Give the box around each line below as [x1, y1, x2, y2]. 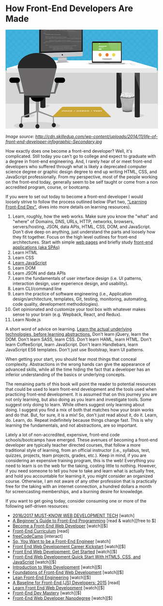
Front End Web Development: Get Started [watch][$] [12, 549, 118, 554]
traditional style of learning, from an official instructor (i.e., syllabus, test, [5, 447, 150, 453]
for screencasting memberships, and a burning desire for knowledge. [5, 488, 144, 494]
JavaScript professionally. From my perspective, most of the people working [5, 173, 158, 180]
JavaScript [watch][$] [12, 559, 57, 565]
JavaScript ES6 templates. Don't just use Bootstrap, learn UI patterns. [5, 346, 145, 352]
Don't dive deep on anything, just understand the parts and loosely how [12, 229, 156, 235]
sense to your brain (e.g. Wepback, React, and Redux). [12, 312, 122, 317]
